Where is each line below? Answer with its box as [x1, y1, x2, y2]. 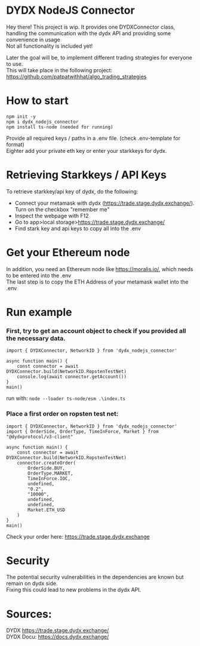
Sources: [6, 607, 52, 621]
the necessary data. [6, 334, 66, 342]
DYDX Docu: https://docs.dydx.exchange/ [6, 633, 109, 641]
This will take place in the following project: [6, 66, 112, 73]
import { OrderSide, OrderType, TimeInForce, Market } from [6, 428, 159, 435]
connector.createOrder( [17, 460, 76, 466]
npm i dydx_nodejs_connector [6, 119, 79, 125]
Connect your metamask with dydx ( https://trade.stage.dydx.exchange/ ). [14, 199, 195, 207]
